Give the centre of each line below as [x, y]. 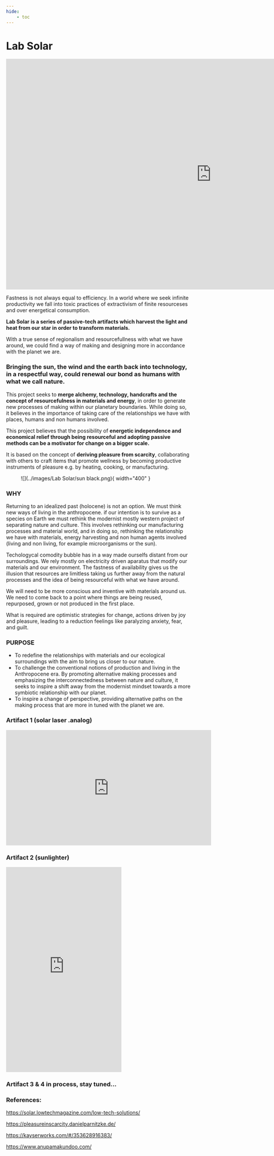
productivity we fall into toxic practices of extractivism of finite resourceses [97, 304]
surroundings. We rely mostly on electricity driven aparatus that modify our [97, 561]
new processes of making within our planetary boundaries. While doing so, [96, 407]
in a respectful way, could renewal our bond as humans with [93, 374]
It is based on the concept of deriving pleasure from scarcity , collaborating [98, 454]
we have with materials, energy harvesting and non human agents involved [96, 537]
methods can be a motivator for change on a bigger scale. [78, 443]
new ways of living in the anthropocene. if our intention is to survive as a [93, 513]
